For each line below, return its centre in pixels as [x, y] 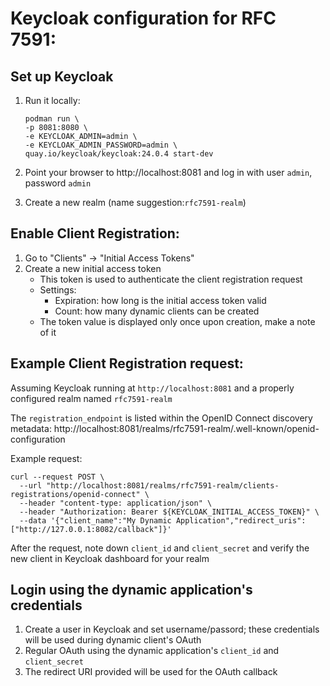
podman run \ [52, 119]
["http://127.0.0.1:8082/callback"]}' [91, 529]
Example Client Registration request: [127, 363]
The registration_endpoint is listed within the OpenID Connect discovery [161, 418]
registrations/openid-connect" [75, 494]
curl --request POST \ [57, 477]
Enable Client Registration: [95, 233]
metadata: [31, 428]
